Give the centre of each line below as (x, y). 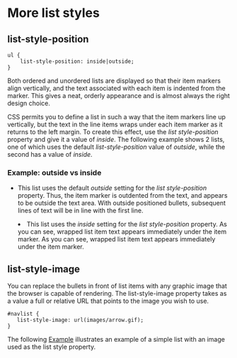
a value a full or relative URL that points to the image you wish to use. (108, 301)
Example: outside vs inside (54, 172)
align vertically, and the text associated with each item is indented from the (117, 88)
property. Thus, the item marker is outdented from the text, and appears (122, 196)
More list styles (54, 13)
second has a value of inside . (50, 154)
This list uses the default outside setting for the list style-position (112, 188)
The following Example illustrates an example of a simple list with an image (116, 340)
